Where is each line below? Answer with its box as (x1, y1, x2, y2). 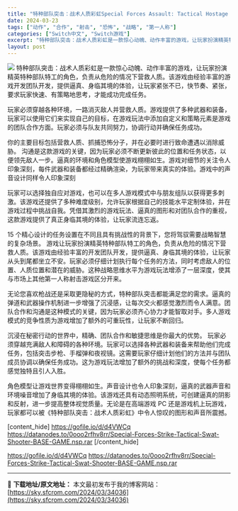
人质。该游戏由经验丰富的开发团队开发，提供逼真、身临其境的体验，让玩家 (13, 248, 231, 256)
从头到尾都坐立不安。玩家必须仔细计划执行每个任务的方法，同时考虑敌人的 (7, 257, 225, 265)
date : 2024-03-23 (7, 17, 59, 24)
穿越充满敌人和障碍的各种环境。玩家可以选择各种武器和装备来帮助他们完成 (13, 340, 231, 348)
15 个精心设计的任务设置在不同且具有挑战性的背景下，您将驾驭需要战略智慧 (7, 230, 227, 238)
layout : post (7, 43, 46, 50)
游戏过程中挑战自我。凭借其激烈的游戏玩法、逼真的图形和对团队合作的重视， (7, 206, 231, 215)
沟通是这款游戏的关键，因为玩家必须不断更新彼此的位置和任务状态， (21, 147, 220, 155)
